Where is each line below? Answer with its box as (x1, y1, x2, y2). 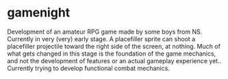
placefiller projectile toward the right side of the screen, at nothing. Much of (7, 42, 221, 50)
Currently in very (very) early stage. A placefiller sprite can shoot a (7, 34, 196, 43)
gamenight (7, 5, 71, 21)
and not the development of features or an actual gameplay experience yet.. (7, 56, 222, 65)
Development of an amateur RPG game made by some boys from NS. (7, 27, 203, 36)
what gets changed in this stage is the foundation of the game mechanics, (7, 49, 216, 58)
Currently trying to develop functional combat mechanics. (7, 64, 170, 72)
